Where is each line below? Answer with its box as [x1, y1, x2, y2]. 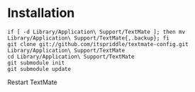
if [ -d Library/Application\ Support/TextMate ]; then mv [7, 28, 186, 35]
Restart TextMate [7, 78, 58, 86]
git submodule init [7, 59, 65, 67]
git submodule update [7, 65, 72, 72]
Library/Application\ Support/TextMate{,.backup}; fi [7, 34, 170, 42]
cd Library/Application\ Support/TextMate [7, 53, 135, 60]
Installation [7, 5, 75, 21]
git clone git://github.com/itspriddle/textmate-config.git [7, 40, 189, 47]
